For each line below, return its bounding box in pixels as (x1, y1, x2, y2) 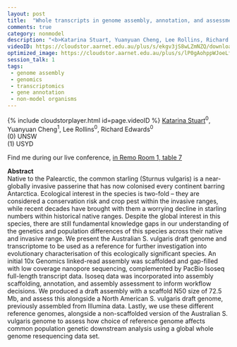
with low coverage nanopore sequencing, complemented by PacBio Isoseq (7, 264, 225, 273)
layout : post (7, 10, 46, 18)
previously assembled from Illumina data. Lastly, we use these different (7, 302, 214, 310)
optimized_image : (7, 50, 59, 57)
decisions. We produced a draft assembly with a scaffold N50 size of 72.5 (7, 287, 222, 296)
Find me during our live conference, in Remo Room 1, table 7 (7, 153, 182, 162)
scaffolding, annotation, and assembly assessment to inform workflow (7, 279, 212, 288)
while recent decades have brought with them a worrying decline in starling (7, 205, 227, 213)
